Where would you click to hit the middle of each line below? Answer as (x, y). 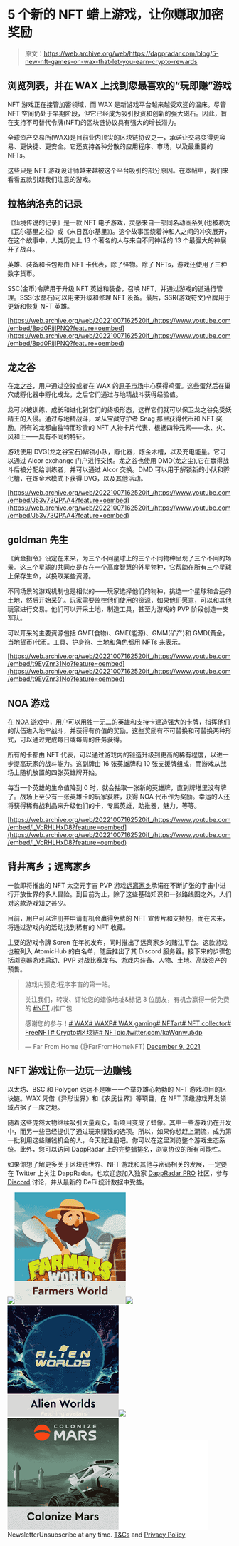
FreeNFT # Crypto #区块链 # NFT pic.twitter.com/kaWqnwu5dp (113, 1032)
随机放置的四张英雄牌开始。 (60, 772)
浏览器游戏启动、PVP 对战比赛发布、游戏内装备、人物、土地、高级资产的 (120, 960)
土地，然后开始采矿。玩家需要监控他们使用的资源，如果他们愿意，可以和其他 (119, 600)
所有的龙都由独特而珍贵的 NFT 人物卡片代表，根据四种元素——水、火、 (124, 428)
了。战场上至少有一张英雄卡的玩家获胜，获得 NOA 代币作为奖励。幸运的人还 (119, 797)
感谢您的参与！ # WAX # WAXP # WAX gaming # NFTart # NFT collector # (128, 1023)
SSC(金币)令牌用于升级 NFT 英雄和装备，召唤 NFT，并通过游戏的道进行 (112, 288)
